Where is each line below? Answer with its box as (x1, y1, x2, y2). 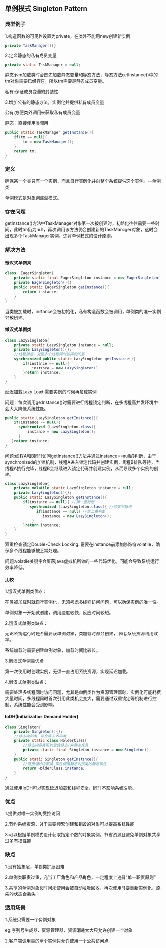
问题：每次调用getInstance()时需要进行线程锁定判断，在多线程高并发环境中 (5, 399, 158, 405)
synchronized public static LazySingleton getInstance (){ (14, 356, 136, 362)
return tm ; (14, 148, 37, 154)
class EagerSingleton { (5, 271, 54, 276)
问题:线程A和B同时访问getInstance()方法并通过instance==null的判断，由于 (5, 453, 157, 459)
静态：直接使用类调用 (5, 120, 48, 126)
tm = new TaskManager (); (23, 139, 74, 145)
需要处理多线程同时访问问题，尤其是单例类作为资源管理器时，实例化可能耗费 (5, 689, 161, 695)
